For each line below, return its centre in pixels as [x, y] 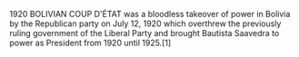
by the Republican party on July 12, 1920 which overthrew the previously [145, 24]
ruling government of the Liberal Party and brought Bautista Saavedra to [145, 33]
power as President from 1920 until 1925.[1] [90, 43]
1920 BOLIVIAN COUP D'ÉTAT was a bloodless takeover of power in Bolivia [150, 14]
